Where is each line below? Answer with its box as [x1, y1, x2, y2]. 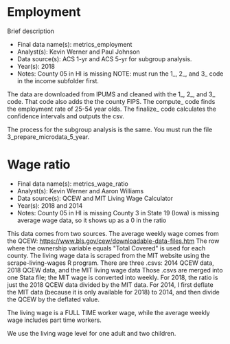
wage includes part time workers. [7, 316, 102, 324]
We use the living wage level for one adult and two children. [7, 329, 176, 337]
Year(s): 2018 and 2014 [16, 201, 83, 210]
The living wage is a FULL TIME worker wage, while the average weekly [7, 308, 211, 316]
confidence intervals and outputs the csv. [7, 111, 125, 120]
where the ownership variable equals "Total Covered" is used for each [7, 244, 206, 252]
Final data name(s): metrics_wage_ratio [16, 180, 128, 188]
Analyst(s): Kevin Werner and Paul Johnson [16, 47, 141, 56]
